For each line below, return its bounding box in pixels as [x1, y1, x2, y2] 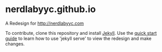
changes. [5, 40, 25, 46]
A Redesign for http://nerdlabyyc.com [5, 20, 84, 26]
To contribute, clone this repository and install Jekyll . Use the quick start [5, 30, 157, 36]
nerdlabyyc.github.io [5, 4, 96, 15]
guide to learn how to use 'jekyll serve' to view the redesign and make [5, 35, 152, 41]
